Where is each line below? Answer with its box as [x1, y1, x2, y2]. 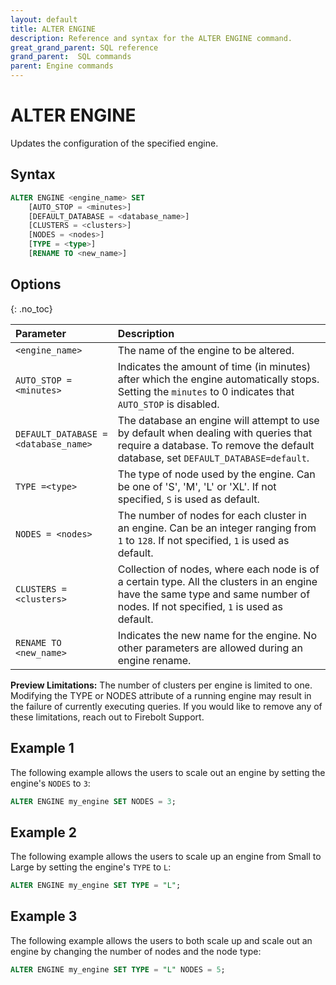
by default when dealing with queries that [117, 426, 313, 440]
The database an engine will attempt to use [117, 413, 320, 427]
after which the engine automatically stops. [117, 372, 320, 386]
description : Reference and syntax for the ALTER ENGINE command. [10, 33, 293, 43]
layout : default [10, 14, 78, 25]
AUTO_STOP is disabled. [117, 397, 220, 411]
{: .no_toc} [10, 302, 53, 315]
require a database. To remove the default [117, 438, 315, 452]
